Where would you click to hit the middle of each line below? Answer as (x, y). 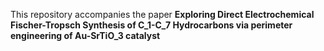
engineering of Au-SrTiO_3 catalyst (85, 35)
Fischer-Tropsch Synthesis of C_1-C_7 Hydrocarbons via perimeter (151, 25)
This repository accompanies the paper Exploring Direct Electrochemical (162, 14)
